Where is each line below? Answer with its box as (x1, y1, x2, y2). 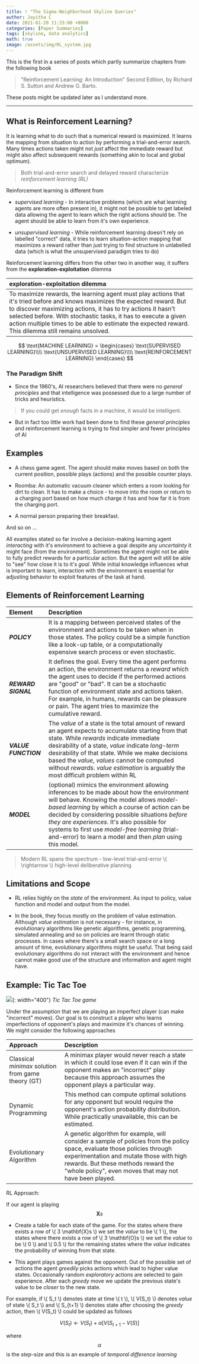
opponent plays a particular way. (64, 1081, 156, 1089)
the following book (6, 64, 52, 71)
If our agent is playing (6, 1201, 59, 1208)
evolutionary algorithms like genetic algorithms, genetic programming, (14, 925, 187, 932)
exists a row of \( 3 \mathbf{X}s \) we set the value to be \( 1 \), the (14, 1228, 178, 1235)
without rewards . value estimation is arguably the (48, 764, 185, 772)
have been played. (64, 1174, 115, 1182)
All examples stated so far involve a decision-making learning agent (6, 535, 172, 542)
